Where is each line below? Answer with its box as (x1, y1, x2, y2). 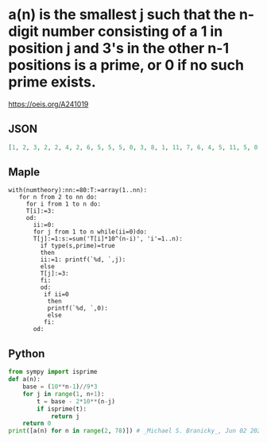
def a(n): (8, 376, 41, 383)
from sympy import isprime (8, 368, 98, 376)
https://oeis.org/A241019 (8, 99, 89, 109)
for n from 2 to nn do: (18, 193, 98, 202)
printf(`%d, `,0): (47, 304, 109, 313)
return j (50, 412, 80, 420)
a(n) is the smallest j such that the (8, 6, 237, 24)
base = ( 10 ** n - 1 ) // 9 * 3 (22, 383, 98, 391)
